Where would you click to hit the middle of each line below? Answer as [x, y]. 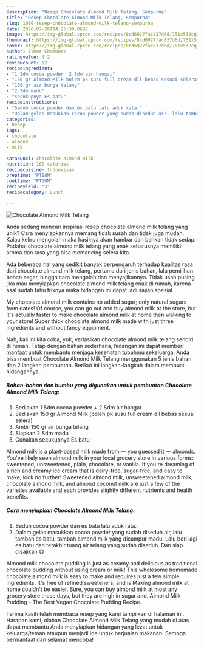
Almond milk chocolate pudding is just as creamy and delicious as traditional [102, 563]
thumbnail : [20, 40]
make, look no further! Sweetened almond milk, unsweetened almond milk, [100, 477]
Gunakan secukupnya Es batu [52, 439]
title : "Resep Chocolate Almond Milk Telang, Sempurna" [78, 18]
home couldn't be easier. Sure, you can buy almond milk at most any [92, 589]
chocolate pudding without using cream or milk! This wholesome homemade [102, 570]
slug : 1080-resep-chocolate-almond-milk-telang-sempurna [80, 23]
